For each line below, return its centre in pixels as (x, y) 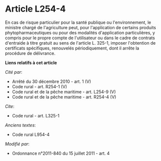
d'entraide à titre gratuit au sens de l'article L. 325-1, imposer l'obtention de (80, 43)
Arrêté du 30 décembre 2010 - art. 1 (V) (51, 81)
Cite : (10, 106)
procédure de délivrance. (30, 53)
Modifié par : (17, 144)
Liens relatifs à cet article (31, 63)
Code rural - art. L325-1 (36, 115)
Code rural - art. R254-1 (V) (40, 86)
